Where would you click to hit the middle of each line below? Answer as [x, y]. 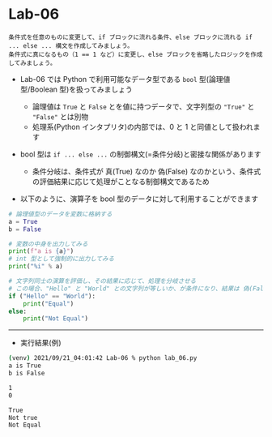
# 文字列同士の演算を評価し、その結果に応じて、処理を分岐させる [102, 281]
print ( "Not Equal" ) [56, 319]
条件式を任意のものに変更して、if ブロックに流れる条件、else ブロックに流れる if [131, 37]
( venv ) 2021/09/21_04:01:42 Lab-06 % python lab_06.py [103, 358]
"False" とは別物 [60, 116]
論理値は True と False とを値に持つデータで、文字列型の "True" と [143, 106]
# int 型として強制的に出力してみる [62, 259]
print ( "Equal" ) [49, 304]
